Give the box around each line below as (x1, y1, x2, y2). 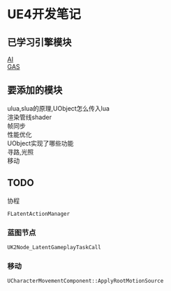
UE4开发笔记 (7, 6, 82, 22)
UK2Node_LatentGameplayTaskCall (7, 244, 101, 251)
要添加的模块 (7, 84, 63, 96)
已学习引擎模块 (7, 36, 72, 48)
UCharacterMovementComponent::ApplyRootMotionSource (7, 278, 164, 285)
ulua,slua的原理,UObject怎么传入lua (7, 104, 110, 112)
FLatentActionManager (7, 210, 70, 217)
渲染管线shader (7, 113, 52, 121)
